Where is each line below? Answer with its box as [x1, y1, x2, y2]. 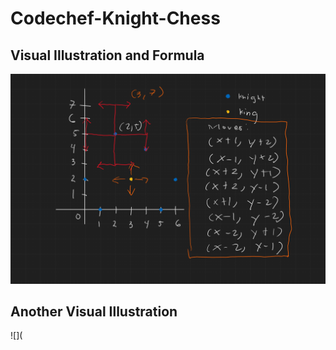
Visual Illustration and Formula [10, 47, 205, 64]
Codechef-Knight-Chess [10, 7, 221, 30]
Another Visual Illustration [10, 303, 178, 321]
